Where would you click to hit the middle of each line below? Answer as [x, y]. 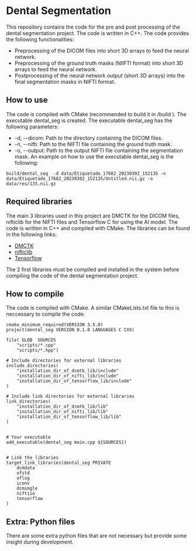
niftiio [26, 494]
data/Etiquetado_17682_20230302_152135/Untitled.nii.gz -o [80, 179]
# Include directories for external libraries [64, 361]
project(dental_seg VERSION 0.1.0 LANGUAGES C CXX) [70, 330]
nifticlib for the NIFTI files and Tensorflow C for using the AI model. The [92, 222]
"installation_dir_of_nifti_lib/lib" [63, 412]
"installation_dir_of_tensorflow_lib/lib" [69, 417]
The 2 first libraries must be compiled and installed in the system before [93, 269]
